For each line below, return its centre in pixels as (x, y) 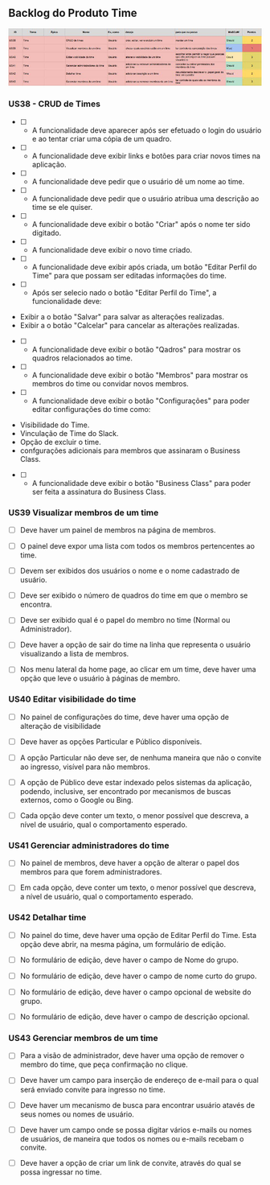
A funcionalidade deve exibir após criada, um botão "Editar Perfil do (144, 267)
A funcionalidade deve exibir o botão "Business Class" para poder (141, 483)
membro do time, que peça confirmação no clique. (104, 1064)
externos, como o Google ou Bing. (77, 800)
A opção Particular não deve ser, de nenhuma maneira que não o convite (141, 757)
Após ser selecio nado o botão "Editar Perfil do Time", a (124, 292)
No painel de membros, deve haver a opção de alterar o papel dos (129, 863)
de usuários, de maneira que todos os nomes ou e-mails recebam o (132, 1138)
